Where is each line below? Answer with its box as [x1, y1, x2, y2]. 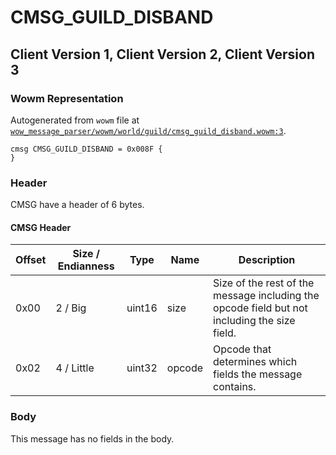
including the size [213, 314, 296, 328]
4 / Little [55, 361, 95, 375]
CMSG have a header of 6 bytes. [10, 199, 145, 211]
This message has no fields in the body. [10, 432, 175, 445]
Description [238, 253, 296, 267]
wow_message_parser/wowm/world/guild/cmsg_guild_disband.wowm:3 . [10, 124, 287, 136]
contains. [213, 380, 257, 394]
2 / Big [55, 301, 87, 315]
